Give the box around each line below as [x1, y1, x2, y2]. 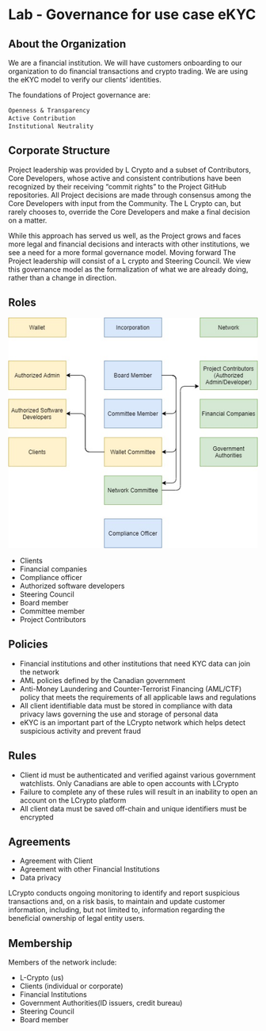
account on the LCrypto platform [19, 795, 127, 805]
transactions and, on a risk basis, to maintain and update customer [8, 897, 226, 907]
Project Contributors [19, 614, 86, 624]
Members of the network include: [8, 957, 117, 968]
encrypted [19, 812, 54, 822]
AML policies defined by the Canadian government [19, 675, 186, 685]
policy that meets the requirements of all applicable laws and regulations [19, 692, 256, 702]
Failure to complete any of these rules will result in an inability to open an [19, 787, 258, 796]
